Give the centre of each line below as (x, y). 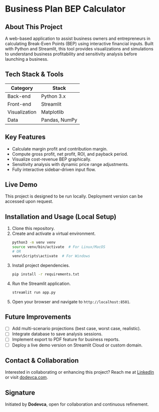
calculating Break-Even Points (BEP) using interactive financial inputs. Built (79, 44)
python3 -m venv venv (34, 243)
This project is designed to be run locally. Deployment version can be (74, 196)
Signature (20, 392)
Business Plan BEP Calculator (65, 9)
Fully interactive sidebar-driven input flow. (54, 169)
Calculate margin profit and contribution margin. (60, 148)
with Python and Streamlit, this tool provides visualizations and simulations (79, 49)
